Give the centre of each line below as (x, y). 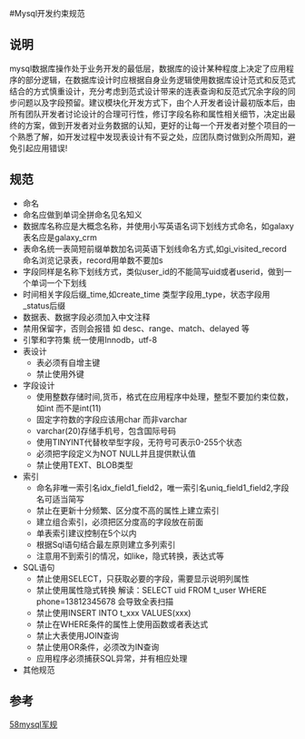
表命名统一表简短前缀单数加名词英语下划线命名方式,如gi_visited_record (155, 248)
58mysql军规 (34, 724)
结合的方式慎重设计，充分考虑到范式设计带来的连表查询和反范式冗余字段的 (148, 91)
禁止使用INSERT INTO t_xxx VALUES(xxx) (113, 612)
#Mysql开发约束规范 (47, 13)
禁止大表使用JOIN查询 (78, 635)
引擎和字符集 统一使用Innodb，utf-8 (89, 339)
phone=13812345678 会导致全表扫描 (105, 601)
